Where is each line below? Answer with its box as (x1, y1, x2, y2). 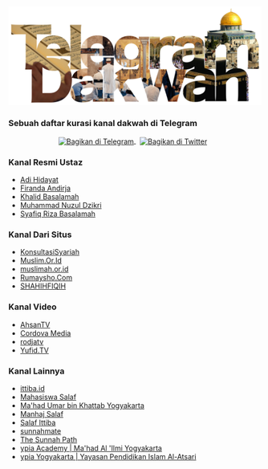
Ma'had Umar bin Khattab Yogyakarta (19, 401, 144, 410)
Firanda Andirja (19, 183, 71, 194)
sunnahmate (19, 426, 62, 436)
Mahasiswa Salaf (19, 392, 77, 402)
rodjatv (19, 336, 44, 346)
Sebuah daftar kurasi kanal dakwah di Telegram (8, 117, 198, 128)
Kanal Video (8, 301, 57, 312)
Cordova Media (19, 328, 71, 338)
